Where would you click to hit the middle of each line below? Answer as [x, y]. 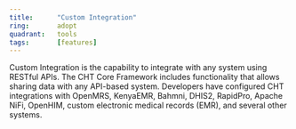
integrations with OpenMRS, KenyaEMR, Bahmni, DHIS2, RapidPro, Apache [146, 96]
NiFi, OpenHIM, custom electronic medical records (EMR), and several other [148, 105]
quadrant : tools [43, 34]
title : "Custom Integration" [73, 17]
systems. [26, 115]
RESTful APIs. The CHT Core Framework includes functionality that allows [144, 77]
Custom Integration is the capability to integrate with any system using [138, 68]
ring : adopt [43, 26]
